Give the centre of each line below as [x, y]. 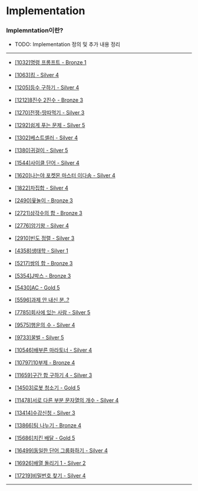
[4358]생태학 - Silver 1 [42, 251]
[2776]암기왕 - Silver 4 [42, 226]
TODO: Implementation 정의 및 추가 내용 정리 [67, 44]
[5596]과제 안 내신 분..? [42, 300]
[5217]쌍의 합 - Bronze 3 [44, 264]
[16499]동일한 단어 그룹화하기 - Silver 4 [61, 451]
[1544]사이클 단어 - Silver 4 [47, 163]
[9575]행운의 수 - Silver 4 [45, 325]
